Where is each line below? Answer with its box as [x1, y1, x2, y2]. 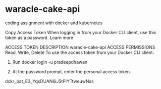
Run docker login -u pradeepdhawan [12, 59, 88, 65]
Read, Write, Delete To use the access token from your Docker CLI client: [5, 49, 155, 55]
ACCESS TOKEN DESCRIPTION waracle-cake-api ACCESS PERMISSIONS [5, 44, 155, 50]
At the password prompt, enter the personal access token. [12, 68, 131, 75]
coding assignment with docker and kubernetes [5, 20, 103, 26]
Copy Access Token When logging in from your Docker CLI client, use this [5, 29, 157, 35]
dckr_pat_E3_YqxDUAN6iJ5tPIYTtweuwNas [5, 78, 94, 84]
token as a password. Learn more [5, 35, 73, 41]
